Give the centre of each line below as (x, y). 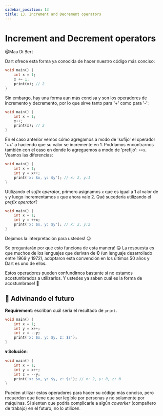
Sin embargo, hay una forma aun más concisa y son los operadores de (76, 98)
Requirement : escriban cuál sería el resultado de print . (61, 310)
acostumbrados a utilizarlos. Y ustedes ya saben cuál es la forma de (74, 278)
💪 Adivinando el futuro (40, 299)
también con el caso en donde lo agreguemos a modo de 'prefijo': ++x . (76, 150)
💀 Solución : (17, 351)
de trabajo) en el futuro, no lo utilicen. (43, 408)
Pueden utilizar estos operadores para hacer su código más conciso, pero (80, 393)
